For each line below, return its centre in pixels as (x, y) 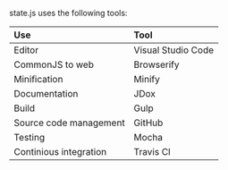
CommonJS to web (54, 64)
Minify (147, 79)
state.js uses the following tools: (68, 13)
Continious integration (60, 152)
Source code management (69, 123)
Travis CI (152, 152)
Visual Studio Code (174, 50)
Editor (26, 50)
